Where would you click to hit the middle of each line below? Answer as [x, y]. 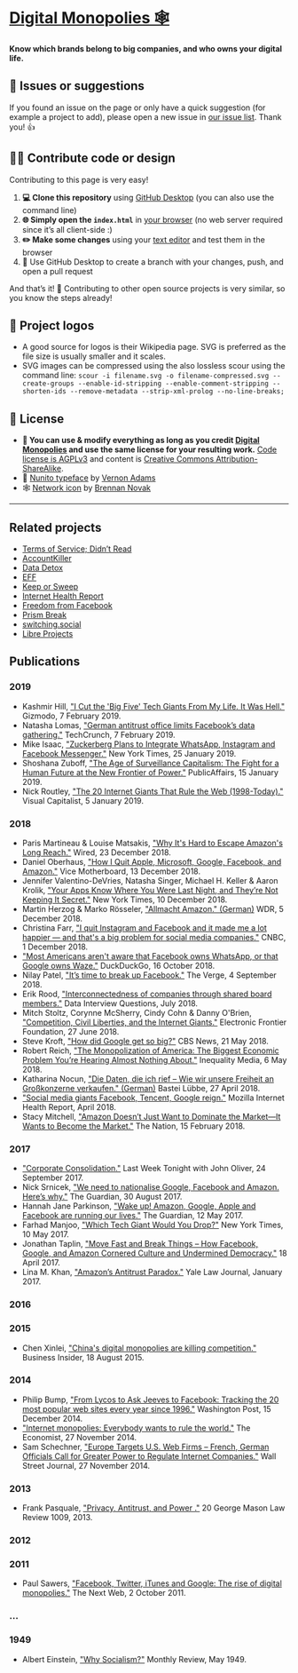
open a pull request [57, 271]
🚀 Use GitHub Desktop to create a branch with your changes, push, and [153, 262]
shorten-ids [44, 392]
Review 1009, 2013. [57, 1518]
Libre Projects [47, 634]
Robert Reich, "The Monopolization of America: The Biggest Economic [150, 1051]
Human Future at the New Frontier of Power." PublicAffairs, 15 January [150, 772]
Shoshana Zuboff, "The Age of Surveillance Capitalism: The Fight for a [150, 763]
